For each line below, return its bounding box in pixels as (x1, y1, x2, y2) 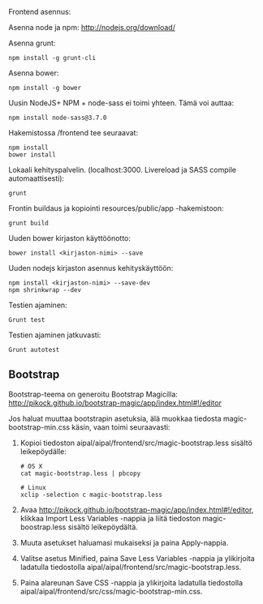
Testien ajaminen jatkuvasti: (8, 330, 101, 340)
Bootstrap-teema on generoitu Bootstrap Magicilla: (8, 389, 179, 399)
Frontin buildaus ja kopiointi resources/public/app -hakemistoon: (8, 203, 225, 213)
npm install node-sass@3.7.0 (8, 114, 107, 122)
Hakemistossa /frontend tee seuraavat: (8, 128, 139, 137)
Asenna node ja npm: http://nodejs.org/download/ (8, 23, 176, 32)
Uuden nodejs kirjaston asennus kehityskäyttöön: (8, 263, 174, 272)
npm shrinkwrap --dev (8, 286, 82, 294)
